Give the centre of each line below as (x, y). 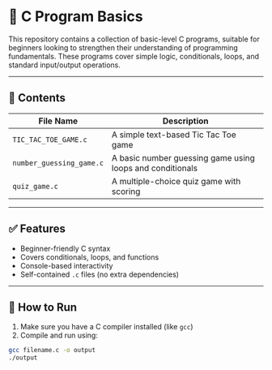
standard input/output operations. (65, 65)
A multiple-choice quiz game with (176, 181)
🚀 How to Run (43, 307)
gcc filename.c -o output (52, 351)
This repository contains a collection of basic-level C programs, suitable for (134, 39)
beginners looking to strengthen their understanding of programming (123, 47)
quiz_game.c (36, 186)
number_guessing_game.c (58, 163)
